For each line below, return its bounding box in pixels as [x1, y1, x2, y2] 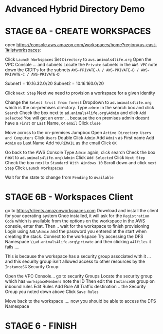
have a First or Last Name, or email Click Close [5, 120, 101, 126]
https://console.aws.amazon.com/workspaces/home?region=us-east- [16, 42, 157, 48]
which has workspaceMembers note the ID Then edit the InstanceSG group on [5, 278, 155, 284]
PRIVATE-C [5, 72, 25, 77]
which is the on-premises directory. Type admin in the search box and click [5, 105, 155, 111]
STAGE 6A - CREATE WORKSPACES [5, 26, 151, 37]
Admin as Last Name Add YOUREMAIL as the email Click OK [5, 140, 117, 146]
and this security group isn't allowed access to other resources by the [5, 258, 145, 264]
